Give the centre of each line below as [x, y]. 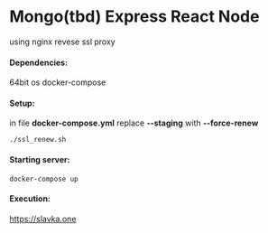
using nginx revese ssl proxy [62, 42]
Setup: [22, 103]
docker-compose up [44, 179]
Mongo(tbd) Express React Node [134, 17]
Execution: [30, 199]
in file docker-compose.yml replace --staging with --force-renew [134, 123]
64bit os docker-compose [58, 82]
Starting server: [40, 159]
